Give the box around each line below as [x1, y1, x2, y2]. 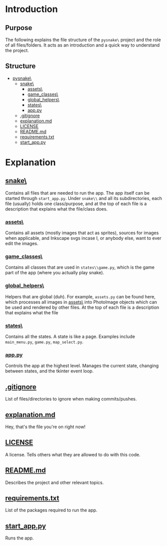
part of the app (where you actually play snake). [5, 270, 104, 276]
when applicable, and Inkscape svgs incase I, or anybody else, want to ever [5, 235, 161, 241]
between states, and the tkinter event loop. [5, 368, 94, 374]
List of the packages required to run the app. [5, 507, 98, 513]
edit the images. [5, 241, 39, 247]
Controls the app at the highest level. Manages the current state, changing [5, 362, 159, 369]
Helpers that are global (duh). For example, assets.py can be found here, [5, 293, 156, 299]
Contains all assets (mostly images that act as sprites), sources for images [5, 230, 159, 236]
